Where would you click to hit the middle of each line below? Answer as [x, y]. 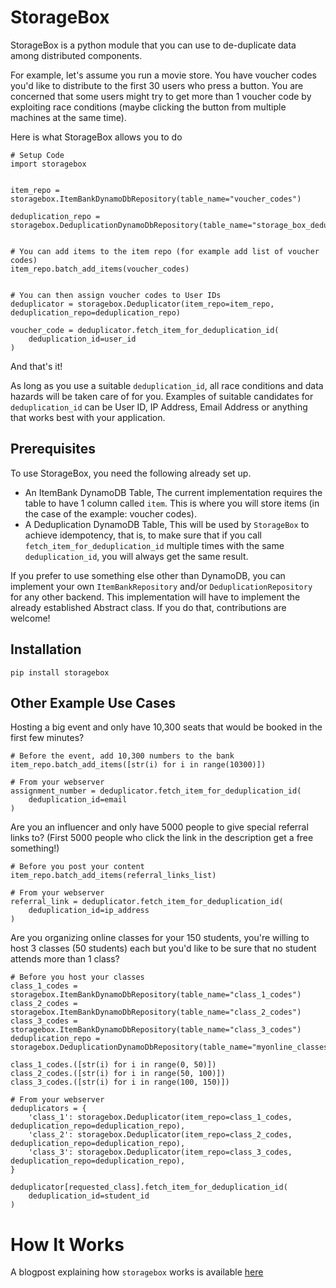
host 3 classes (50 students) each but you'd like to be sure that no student [163, 948]
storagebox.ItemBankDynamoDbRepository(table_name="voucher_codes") [156, 199]
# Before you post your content [77, 867]
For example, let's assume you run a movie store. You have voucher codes [163, 75]
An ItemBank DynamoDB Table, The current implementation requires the [173, 492]
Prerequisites [53, 449]
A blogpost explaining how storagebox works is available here [137, 1272]
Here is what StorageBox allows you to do [96, 137]
